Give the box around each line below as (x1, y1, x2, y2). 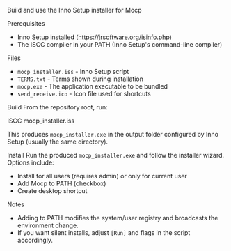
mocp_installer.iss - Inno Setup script (17, 68, 129, 75)
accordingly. (17, 236, 54, 244)
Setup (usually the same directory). (7, 137, 109, 146)
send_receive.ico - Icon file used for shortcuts (17, 90, 151, 98)
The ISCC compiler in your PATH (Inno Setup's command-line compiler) (17, 40, 223, 48)
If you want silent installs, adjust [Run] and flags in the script (17, 229, 191, 236)
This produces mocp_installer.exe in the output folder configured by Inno (7, 130, 219, 138)
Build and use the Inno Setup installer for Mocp (7, 6, 142, 14)
